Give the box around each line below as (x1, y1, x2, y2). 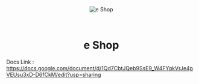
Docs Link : (6, 58, 34, 65)
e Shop (83, 38, 119, 52)
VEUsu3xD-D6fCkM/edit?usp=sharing (6, 71, 101, 78)
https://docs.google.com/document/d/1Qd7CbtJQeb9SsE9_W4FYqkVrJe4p (6, 64, 194, 71)
